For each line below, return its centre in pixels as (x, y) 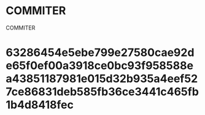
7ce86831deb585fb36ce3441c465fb (102, 92)
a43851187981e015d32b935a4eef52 (102, 79)
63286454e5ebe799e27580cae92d (100, 53)
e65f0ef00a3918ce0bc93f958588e (100, 66)
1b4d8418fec (40, 105)
